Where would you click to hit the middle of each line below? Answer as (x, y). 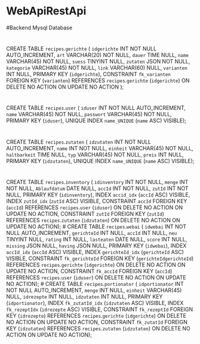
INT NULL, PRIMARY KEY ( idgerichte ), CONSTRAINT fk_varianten (89, 74)
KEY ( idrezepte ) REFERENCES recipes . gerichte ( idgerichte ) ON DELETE (96, 315)
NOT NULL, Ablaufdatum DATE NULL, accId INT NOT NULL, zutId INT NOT (98, 188)
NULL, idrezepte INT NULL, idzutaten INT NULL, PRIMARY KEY (84, 296)
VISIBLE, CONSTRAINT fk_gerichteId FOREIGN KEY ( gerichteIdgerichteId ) (100, 258)
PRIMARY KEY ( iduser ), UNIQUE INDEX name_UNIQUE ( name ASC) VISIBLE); (96, 120)
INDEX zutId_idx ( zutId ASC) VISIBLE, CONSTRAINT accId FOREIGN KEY (97, 201)
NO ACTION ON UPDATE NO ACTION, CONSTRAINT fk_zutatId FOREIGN (97, 322)
